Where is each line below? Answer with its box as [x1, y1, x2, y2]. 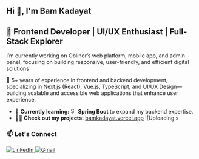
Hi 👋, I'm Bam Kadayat [6, 6, 92, 16]
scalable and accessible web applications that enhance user [27, 89, 178, 97]
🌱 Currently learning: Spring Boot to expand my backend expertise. [15, 108, 194, 115]
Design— [159, 83, 183, 91]
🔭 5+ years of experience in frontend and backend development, [6, 77, 168, 84]
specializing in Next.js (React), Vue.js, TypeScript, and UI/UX [6, 83, 158, 91]
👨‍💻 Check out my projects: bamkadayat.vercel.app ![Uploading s [15, 114, 179, 122]
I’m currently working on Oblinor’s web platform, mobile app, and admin [6, 52, 185, 59]
